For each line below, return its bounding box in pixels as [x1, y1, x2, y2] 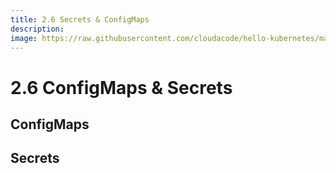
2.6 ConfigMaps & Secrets [10, 76, 233, 99]
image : [10, 33, 38, 43]
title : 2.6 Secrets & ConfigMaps [10, 14, 150, 25]
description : [10, 24, 65, 34]
